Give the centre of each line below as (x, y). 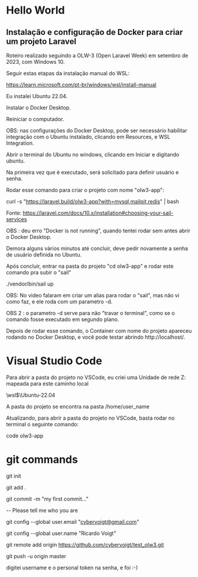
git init (14, 476)
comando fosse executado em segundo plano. (63, 319)
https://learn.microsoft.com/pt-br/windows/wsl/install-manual (81, 85)
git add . (16, 487)
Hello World (35, 10)
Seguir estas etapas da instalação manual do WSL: (68, 73)
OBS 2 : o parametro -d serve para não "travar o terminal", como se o (91, 313)
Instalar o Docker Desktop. (38, 108)
